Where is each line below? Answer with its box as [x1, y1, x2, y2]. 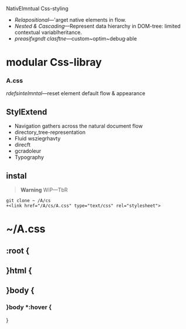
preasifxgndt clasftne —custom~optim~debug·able [14, 35, 137, 42]
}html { [6, 266, 32, 276]
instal [6, 170, 27, 181]
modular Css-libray [6, 56, 102, 69]
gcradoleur [14, 147, 42, 155]
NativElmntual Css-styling [6, 5, 68, 12]
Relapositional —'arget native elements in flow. [14, 16, 127, 23]
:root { [6, 246, 30, 256]
